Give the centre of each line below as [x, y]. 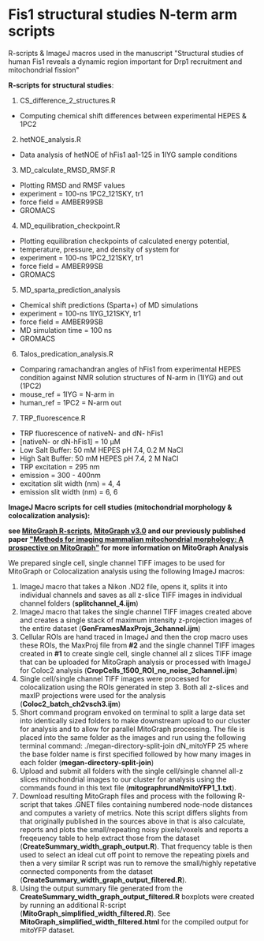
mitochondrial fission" [44, 69]
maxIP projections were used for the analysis [93, 695]
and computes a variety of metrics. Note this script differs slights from [134, 812]
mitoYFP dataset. [47, 930]
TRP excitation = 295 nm [59, 466]
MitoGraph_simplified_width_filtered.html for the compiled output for [134, 921]
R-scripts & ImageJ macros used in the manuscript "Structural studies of [126, 53]
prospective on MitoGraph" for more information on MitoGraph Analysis [128, 547]
